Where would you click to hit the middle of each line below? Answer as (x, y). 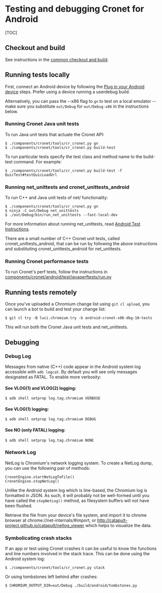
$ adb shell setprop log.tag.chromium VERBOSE (53, 399)
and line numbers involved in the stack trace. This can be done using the (77, 554)
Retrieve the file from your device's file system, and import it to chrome (76, 515)
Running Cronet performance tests (47, 261)
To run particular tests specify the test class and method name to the (74, 157)
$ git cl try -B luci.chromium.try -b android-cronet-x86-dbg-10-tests (79, 318)
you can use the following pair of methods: (48, 468)
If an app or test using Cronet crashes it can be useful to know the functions (81, 548)
